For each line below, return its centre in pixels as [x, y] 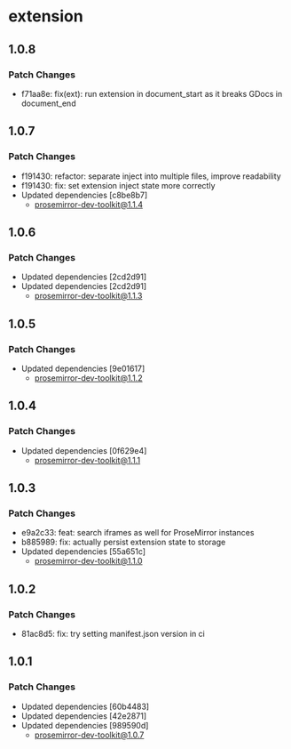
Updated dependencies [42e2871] [84, 716]
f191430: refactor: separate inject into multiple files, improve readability [151, 176]
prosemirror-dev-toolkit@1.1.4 [89, 204]
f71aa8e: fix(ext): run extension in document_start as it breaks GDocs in [152, 93]
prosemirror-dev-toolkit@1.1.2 [88, 378]
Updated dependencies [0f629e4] [84, 450]
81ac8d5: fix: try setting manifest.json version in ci [113, 634]
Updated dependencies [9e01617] [83, 368]
